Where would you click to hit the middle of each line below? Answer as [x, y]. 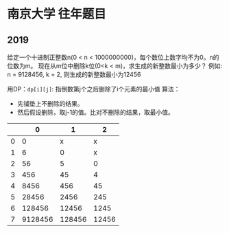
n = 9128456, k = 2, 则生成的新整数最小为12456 [74, 74]
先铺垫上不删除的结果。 [50, 103]
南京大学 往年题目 [57, 14]
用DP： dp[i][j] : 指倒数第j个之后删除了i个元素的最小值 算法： [94, 89]
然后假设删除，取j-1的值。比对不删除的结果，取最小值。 [96, 112]
